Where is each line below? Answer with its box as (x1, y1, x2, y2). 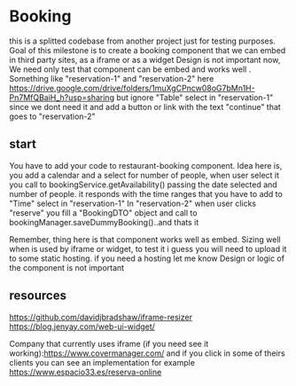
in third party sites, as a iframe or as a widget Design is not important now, (9, 54, 281, 65)
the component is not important (9, 262, 125, 272)
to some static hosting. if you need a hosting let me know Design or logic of (9, 253, 285, 264)
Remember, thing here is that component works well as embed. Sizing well (9, 233, 281, 245)
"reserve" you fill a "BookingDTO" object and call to (9, 207, 198, 218)
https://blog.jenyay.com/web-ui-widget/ (9, 321, 155, 332)
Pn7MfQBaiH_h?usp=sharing (9, 91, 115, 103)
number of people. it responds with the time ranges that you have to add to (9, 188, 284, 199)
